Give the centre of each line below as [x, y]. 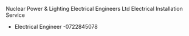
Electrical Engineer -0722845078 [56, 27]
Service [15, 15]
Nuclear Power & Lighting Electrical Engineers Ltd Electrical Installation [94, 9]
